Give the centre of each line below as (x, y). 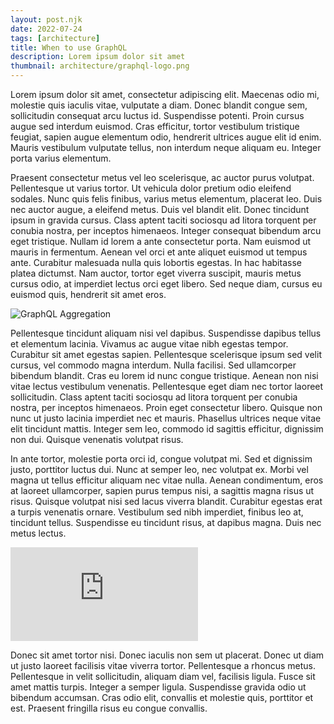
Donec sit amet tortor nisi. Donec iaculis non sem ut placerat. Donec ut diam (167, 655)
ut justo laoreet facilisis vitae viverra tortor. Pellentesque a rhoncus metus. (163, 665)
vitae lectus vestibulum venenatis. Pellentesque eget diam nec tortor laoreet (167, 386)
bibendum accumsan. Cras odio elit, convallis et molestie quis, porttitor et (162, 697)
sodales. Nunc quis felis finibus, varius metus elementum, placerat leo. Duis (166, 199)
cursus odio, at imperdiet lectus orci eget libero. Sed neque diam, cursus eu (166, 284)
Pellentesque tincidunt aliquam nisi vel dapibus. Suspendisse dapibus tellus (166, 333)
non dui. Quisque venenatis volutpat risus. (97, 439)
